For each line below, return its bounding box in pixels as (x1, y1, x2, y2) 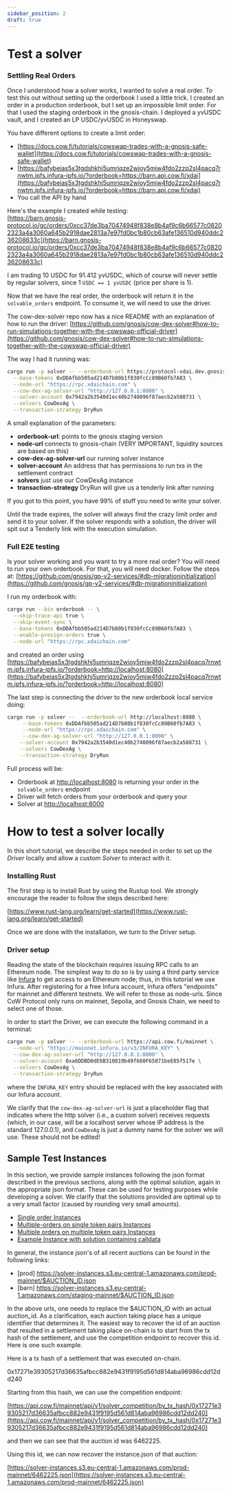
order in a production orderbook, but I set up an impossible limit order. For (7, 100, 217, 109)
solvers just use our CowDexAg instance (16, 476, 133, 485)
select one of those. (7, 1005, 64, 1013)
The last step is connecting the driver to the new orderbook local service (7, 693, 213, 701)
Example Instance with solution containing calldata (16, 1235, 161, 1243)
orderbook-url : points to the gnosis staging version (16, 433, 163, 441)
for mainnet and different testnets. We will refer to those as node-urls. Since (7, 990, 223, 998)
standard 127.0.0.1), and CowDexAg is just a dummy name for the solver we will (7, 1125, 223, 1133)
